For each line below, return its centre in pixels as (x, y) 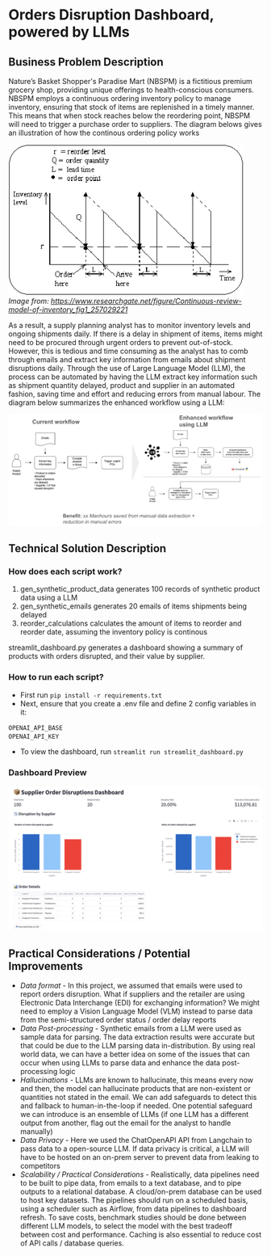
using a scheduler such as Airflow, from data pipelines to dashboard (133, 1208)
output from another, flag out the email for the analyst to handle (125, 1123)
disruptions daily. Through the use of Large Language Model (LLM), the (127, 368)
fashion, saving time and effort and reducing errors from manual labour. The (135, 394)
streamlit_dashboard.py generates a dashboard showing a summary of (126, 647)
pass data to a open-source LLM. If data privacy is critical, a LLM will (135, 1149)
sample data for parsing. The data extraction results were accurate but (138, 1037)
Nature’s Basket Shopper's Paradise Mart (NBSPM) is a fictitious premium (130, 81)
